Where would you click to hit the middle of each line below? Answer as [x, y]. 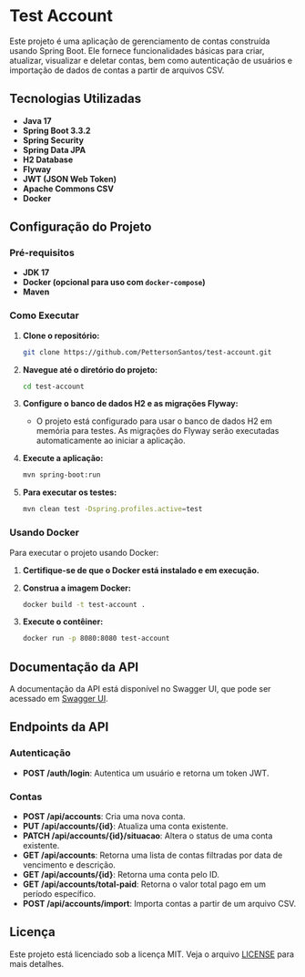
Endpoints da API [59, 727]
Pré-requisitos [42, 253]
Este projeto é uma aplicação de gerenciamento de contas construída [140, 41]
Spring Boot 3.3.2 [56, 130]
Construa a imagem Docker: [77, 588]
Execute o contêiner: [63, 622]
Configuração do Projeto [81, 227]
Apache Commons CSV [68, 189]
